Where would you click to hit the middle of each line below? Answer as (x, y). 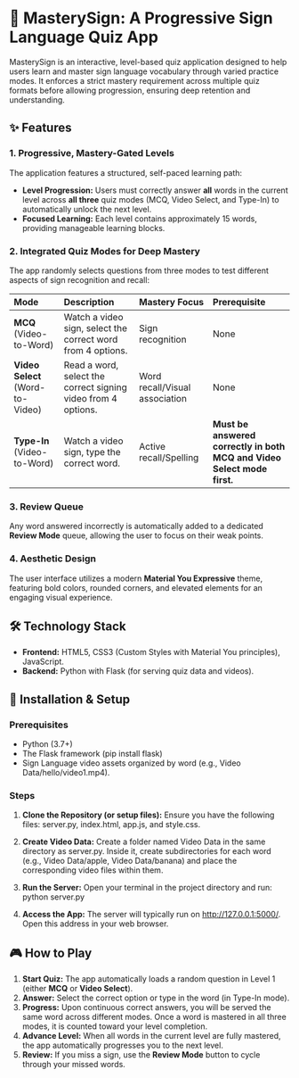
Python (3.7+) (47, 744)
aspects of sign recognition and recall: (79, 279)
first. (223, 479)
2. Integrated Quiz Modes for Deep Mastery (105, 251)
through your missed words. (74, 1065)
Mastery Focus (172, 302)
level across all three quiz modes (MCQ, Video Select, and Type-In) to (150, 199)
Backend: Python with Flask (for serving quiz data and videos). (138, 671)
